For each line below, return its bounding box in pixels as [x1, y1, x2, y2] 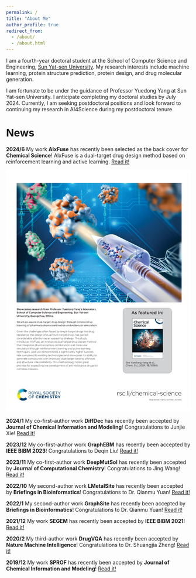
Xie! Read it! [6, 429, 35, 436]
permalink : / [6, 9, 38, 15]
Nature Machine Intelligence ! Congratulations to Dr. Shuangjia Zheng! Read [6, 541, 190, 548]
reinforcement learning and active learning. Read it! [6, 158, 130, 165]
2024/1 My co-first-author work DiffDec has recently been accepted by [6, 417, 180, 424]
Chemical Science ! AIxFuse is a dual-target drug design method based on [6, 152, 185, 159]
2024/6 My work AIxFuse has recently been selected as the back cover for [6, 145, 188, 152]
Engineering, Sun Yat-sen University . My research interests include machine [6, 63, 190, 70]
